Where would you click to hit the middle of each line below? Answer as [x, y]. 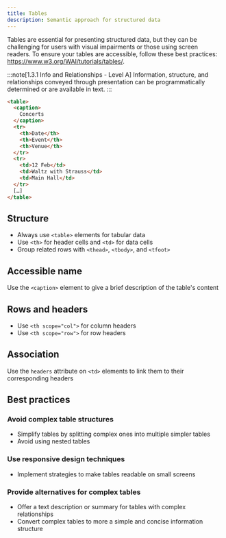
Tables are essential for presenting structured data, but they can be [102, 39]
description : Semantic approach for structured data [84, 20]
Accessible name [45, 271]
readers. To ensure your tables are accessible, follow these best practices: [112, 54]
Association [33, 355]
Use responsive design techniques [66, 459]
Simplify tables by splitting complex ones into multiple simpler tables [114, 434]
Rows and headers [48, 309]
